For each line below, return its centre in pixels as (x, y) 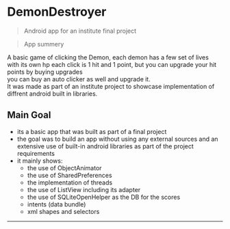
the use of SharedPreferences (69, 175)
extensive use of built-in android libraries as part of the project (105, 146)
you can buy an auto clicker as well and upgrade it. (79, 79)
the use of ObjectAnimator (64, 167)
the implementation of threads (70, 183)
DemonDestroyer (57, 12)
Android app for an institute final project (80, 31)
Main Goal (29, 115)
